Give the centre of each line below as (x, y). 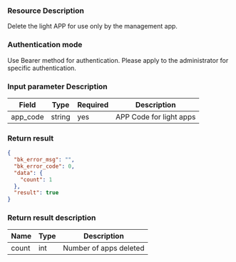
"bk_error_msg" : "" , (44, 160)
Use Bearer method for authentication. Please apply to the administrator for (118, 60)
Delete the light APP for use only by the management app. (93, 26)
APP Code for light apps (155, 116)
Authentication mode (45, 45)
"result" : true (36, 193)
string (61, 116)
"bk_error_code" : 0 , (44, 166)
